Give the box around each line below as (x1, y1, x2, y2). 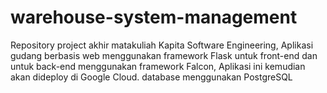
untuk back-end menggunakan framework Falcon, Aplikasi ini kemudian (10, 60, 306, 72)
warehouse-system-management (10, 6, 298, 29)
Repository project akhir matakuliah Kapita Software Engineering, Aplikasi (10, 39, 314, 51)
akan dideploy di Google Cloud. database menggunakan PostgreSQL (10, 71, 293, 83)
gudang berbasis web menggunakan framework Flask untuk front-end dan (10, 49, 318, 61)
